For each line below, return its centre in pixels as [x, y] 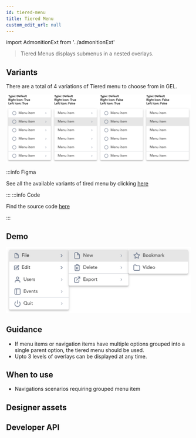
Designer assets [37, 407]
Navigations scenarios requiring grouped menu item [77, 389]
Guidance [24, 330]
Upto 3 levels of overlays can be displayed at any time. [81, 356]
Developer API [33, 428]
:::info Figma [21, 172]
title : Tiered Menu [30, 19]
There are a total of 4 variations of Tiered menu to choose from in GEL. [92, 87]
